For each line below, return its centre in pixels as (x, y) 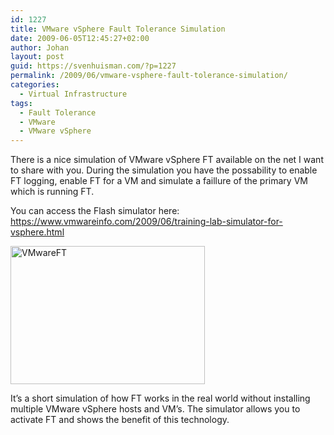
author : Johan (40, 47)
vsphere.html (37, 232)
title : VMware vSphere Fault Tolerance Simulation (118, 29)
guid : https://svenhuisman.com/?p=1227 (93, 66)
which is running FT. (52, 192)
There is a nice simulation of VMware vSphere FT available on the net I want (167, 160)
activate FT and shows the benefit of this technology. (120, 420)
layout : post (37, 57)
